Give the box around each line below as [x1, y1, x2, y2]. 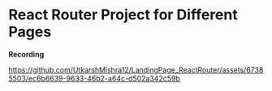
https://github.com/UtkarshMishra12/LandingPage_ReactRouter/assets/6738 [8, 64, 264, 74]
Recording [8, 49, 45, 59]
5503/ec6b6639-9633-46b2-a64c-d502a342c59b [8, 73, 180, 83]
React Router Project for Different [8, 6, 238, 24]
